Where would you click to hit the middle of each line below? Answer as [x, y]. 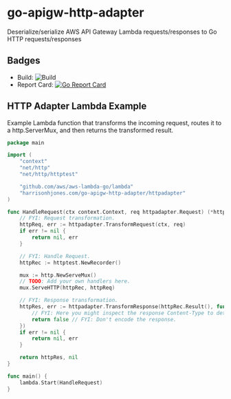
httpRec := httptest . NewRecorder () [70, 263]
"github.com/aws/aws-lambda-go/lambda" [77, 186]
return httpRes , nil [49, 358]
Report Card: [35, 85]
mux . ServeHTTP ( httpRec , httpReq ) [67, 288]
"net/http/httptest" [49, 174]
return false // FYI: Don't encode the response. [104, 319]
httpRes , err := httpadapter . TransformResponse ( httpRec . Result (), [117, 307]
